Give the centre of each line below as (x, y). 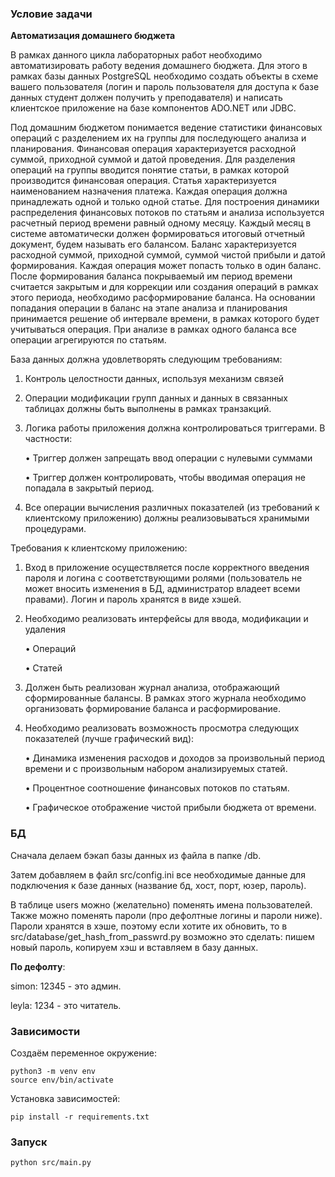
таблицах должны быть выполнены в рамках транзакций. (148, 409)
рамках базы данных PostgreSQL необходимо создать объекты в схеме (164, 76)
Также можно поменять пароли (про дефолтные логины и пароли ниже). (166, 915)
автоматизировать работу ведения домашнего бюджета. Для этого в (159, 66)
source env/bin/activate (62, 1080)
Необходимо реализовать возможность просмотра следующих (162, 728)
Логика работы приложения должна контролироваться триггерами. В (175, 428)
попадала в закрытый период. (89, 488)
